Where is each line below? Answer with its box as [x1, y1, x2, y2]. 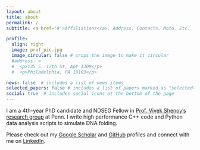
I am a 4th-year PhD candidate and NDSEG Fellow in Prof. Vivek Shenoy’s [6, 107, 186, 114]
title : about [6, 14, 39, 20]
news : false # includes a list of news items [6, 79, 124, 86]
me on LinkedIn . [6, 138, 46, 144]
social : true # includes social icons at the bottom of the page [6, 91, 174, 97]
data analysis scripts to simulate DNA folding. [6, 120, 118, 126]
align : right [11, 42, 44, 47]
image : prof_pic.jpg [11, 47, 62, 53]
